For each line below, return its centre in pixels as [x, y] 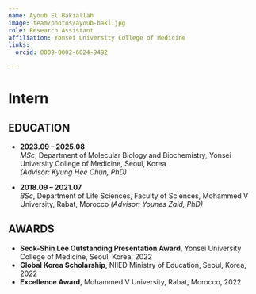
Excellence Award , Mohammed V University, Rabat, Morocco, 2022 [130, 281]
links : [19, 45]
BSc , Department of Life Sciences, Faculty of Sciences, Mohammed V [134, 196]
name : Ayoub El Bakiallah [51, 15]
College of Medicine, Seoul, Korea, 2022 [86, 256]
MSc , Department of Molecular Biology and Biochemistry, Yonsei [125, 155]
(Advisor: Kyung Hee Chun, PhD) [73, 172]
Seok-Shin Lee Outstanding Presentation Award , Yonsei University [130, 248]
